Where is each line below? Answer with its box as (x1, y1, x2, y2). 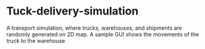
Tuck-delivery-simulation (6, 4, 139, 18)
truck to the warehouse (6, 37, 66, 44)
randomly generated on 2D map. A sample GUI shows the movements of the (6, 30, 199, 38)
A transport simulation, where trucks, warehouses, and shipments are (6, 24, 182, 31)
